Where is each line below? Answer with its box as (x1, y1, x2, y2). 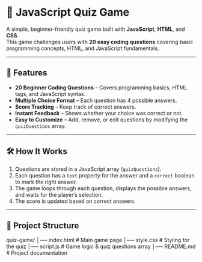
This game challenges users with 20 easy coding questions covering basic (6, 38, 194, 45)
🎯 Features (6, 68, 47, 78)
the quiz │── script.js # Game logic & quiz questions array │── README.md (6, 243, 196, 250)
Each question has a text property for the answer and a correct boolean (14, 171, 195, 179)
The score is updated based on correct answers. (14, 197, 136, 205)
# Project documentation (6, 249, 68, 257)
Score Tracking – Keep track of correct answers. (14, 103, 136, 110)
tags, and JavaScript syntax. (14, 90, 86, 97)
